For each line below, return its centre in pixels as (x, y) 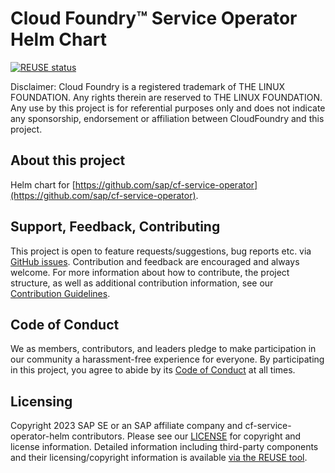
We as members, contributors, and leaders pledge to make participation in (163, 349)
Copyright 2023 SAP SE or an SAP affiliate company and (126, 426)
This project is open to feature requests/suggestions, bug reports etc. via (161, 251)
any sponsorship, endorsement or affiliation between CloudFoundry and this (167, 118)
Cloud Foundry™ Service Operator (154, 18)
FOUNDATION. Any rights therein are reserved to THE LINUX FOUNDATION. (166, 97)
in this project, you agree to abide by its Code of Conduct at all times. (153, 370)
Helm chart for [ (43, 184)
